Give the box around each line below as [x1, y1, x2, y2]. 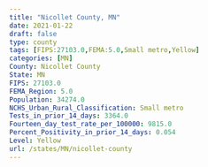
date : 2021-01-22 [9, 21, 73, 30]
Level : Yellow [9, 136, 62, 145]
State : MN [9, 71, 46, 80]
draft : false [9, 29, 58, 38]
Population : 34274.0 [9, 95, 86, 104]
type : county [9, 37, 58, 47]
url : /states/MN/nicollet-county [9, 144, 133, 153]
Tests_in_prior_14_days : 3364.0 [9, 111, 128, 120]
